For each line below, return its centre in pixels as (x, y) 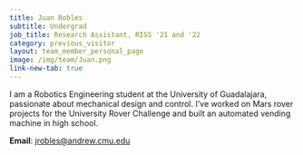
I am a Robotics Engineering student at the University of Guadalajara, (138, 94)
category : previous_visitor (63, 43)
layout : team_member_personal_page (77, 52)
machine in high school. (54, 122)
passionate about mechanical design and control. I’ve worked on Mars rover (151, 103)
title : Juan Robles (46, 18)
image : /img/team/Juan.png (60, 60)
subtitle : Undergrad (49, 26)
